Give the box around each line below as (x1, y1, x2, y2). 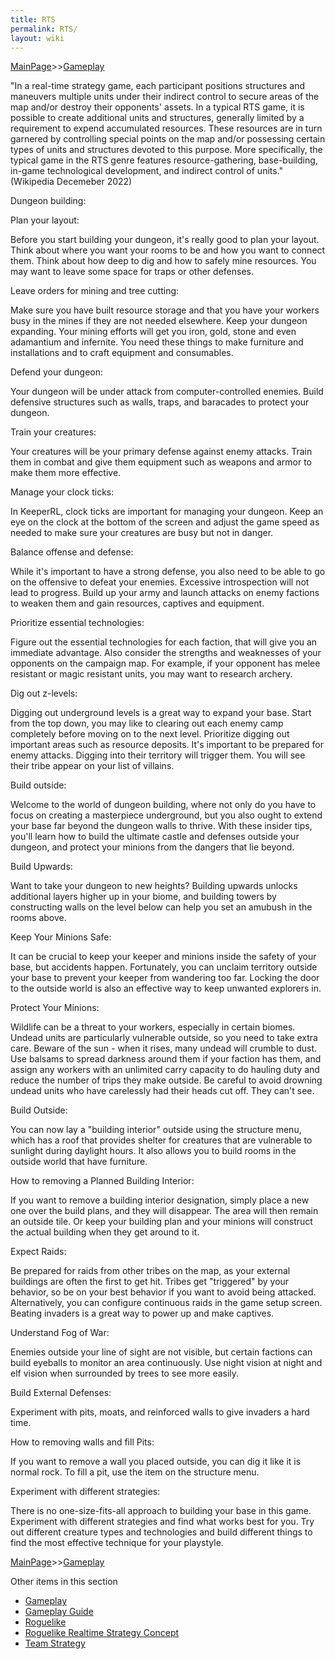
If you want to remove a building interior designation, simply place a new (10, 1194, 310, 1206)
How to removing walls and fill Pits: (10, 1436, 155, 1448)
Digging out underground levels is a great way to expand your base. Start (10, 707, 312, 719)
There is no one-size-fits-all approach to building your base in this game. (10, 1505, 312, 1517)
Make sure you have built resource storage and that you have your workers (10, 304, 320, 316)
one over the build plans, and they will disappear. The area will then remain (10, 1205, 319, 1217)
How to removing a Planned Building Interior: (10, 1175, 195, 1187)
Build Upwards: (10, 861, 73, 873)
